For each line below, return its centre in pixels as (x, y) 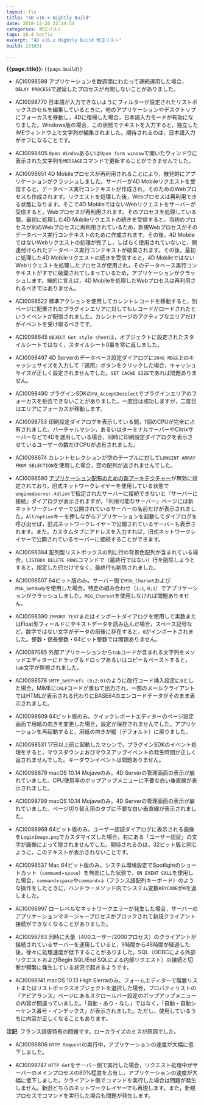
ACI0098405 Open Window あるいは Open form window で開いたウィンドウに (106, 153)
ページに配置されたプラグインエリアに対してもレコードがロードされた (103, 308)
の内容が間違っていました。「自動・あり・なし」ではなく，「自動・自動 (103, 1003)
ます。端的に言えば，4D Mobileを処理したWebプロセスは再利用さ (114, 280)
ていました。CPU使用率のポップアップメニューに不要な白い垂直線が (106, 780)
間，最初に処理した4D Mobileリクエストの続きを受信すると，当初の (100, 219)
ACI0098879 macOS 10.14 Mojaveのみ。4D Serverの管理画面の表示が (102, 772)
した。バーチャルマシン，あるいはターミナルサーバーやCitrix (112, 429)
